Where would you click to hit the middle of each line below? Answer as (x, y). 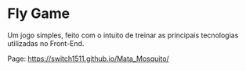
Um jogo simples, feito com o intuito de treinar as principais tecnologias (123, 35)
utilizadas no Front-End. (46, 43)
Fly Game (39, 14)
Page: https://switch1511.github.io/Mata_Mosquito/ (88, 59)
